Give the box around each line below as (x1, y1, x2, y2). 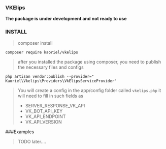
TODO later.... (17, 138, 47, 144)
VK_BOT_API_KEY (25, 108, 63, 114)
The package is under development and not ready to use (5, 16, 127, 22)
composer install (17, 40, 53, 46)
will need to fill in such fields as (17, 93, 84, 99)
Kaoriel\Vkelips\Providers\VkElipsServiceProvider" (5, 78, 117, 83)
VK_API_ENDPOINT (25, 113, 66, 120)
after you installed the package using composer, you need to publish (17, 58, 161, 65)
